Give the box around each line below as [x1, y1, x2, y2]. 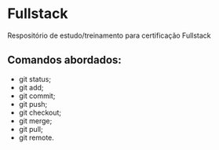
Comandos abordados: [7, 53, 122, 67]
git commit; [18, 91, 56, 101]
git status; [18, 74, 52, 83]
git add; [18, 82, 44, 92]
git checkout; [18, 108, 62, 117]
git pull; [18, 124, 44, 134]
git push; [18, 99, 48, 108]
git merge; [18, 115, 53, 126]
